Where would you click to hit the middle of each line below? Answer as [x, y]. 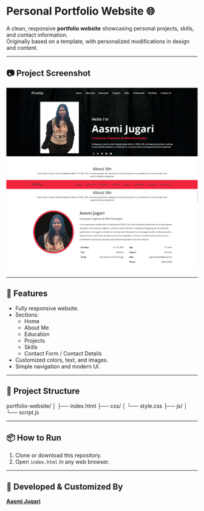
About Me [36, 328]
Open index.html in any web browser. [62, 462]
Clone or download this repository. [58, 455]
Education [37, 334]
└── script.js [23, 412]
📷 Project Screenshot [49, 73]
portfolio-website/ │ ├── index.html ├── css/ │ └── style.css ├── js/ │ [97, 406]
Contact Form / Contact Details [63, 353]
